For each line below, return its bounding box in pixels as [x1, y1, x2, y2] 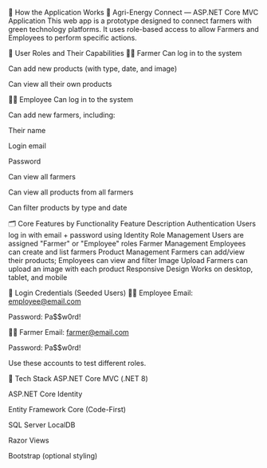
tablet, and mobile [8, 273, 68, 282]
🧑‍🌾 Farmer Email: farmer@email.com [8, 328, 129, 336]
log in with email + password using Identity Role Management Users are [8, 230, 245, 239]
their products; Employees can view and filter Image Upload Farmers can [8, 256, 249, 265]
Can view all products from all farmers [8, 187, 134, 197]
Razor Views [8, 435, 49, 445]
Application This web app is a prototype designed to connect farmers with [8, 16, 253, 26]
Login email [8, 141, 46, 151]
